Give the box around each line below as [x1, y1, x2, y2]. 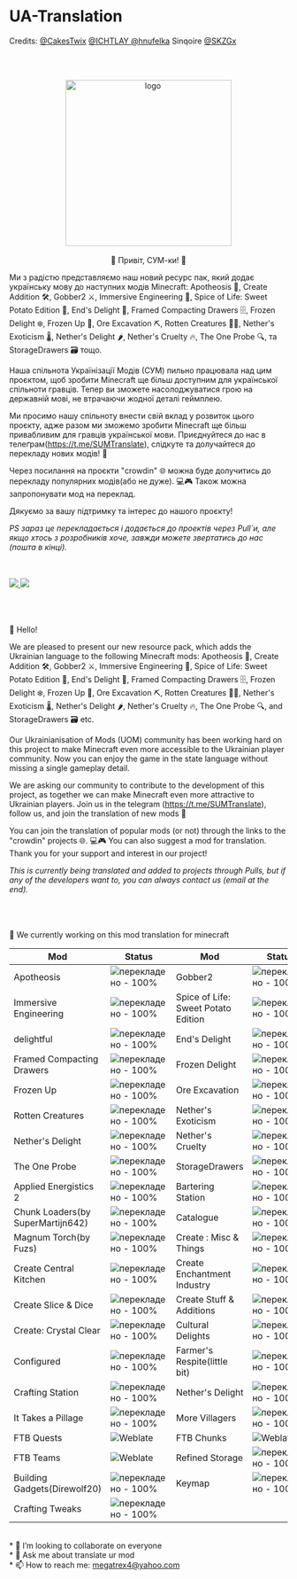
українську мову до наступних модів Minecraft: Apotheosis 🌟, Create [9, 281, 268, 292]
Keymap [175, 1477, 210, 1490]
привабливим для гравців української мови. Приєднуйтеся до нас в [9, 429, 267, 439]
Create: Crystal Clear [13, 1324, 101, 1336]
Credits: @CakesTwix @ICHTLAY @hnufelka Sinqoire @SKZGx [9, 35, 237, 46]
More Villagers [175, 1412, 237, 1424]
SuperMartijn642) [13, 1217, 88, 1229]
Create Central [13, 1262, 75, 1274]
